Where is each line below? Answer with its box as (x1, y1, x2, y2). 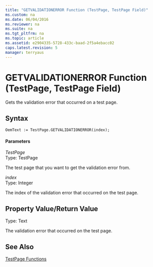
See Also (5, 242, 34, 251)
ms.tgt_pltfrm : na (5, 31, 44, 36)
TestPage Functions (5, 256, 47, 262)
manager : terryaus (5, 50, 44, 55)
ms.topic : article (5, 36, 44, 41)
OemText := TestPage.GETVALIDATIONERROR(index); (5, 127, 110, 132)
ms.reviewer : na (5, 21, 40, 27)
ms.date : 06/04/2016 (5, 17, 49, 22)
